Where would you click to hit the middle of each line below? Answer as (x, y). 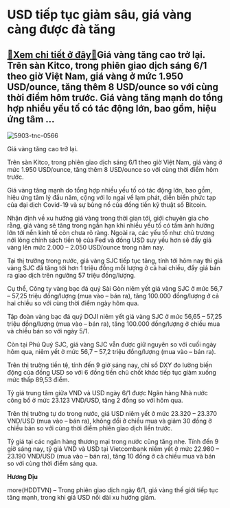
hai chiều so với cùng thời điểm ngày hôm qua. (73, 303)
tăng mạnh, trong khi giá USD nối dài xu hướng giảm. (82, 497)
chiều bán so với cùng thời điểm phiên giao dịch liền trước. (90, 428)
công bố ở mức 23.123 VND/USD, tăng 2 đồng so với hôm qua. (95, 400)
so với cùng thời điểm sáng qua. (53, 463)
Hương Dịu (22, 477)
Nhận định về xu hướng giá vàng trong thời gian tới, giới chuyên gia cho (108, 218)
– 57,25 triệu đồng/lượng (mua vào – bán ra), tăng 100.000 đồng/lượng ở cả (113, 296)
